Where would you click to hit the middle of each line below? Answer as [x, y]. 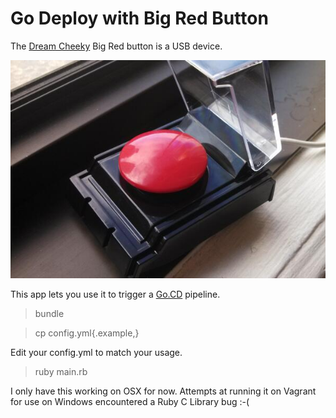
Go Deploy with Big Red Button [139, 18]
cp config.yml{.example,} [87, 333]
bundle [49, 314]
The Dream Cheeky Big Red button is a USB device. [116, 46]
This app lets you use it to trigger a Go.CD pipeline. [115, 294]
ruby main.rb [61, 372]
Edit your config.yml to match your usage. [96, 353]
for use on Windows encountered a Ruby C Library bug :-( [130, 402]
